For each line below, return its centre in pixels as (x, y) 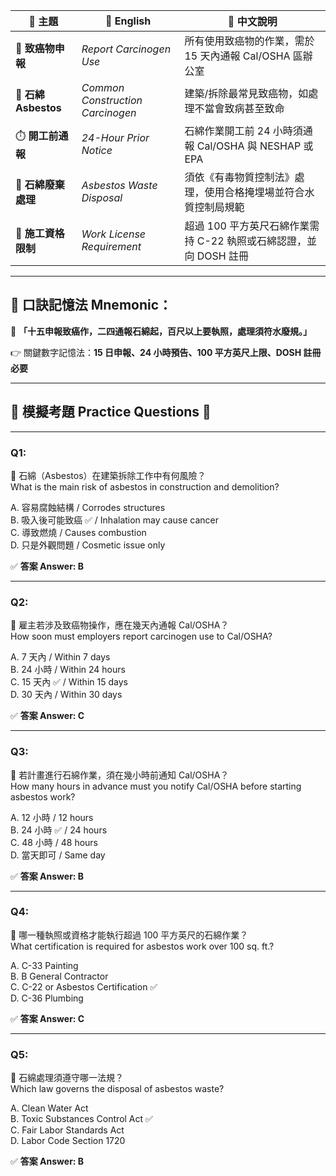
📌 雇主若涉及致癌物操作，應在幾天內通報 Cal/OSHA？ (120, 625)
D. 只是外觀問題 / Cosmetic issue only (88, 545)
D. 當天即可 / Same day (58, 855)
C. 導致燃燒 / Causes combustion (78, 532)
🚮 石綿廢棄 (40, 184)
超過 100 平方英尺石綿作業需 (252, 226)
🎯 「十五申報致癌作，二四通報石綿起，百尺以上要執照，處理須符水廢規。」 (161, 331)
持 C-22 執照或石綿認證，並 (250, 241)
